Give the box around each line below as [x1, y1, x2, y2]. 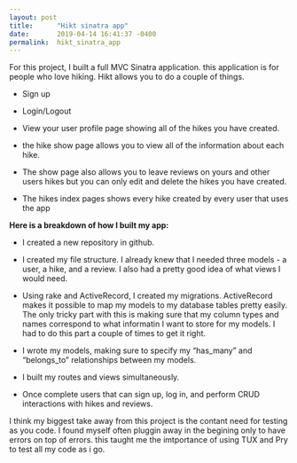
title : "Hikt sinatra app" [9, 21, 129, 30]
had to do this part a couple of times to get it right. [21, 328, 207, 339]
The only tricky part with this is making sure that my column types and [21, 310, 279, 320]
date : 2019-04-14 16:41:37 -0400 [9, 29, 157, 38]
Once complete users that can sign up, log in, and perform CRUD [21, 389, 260, 400]
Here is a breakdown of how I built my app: [9, 220, 169, 231]
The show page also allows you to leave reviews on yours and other [21, 167, 270, 177]
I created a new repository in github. [21, 237, 155, 248]
